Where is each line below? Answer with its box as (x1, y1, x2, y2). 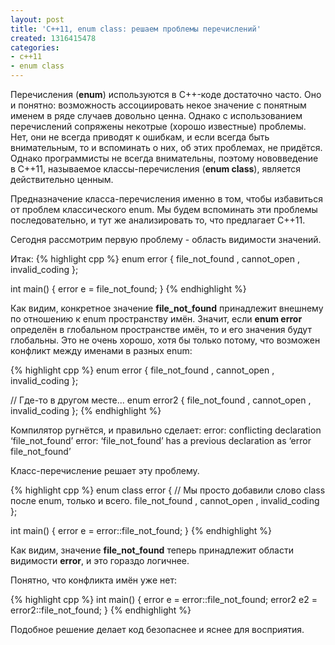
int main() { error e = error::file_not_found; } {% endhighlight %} (10, 525, 273, 536)
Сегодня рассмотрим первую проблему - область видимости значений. (10, 234, 322, 245)
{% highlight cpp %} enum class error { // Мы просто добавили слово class (10, 484, 326, 496)
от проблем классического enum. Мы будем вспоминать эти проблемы (10, 204, 318, 215)
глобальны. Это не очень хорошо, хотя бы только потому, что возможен (10, 334, 321, 346)
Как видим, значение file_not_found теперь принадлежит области (10, 544, 294, 556)
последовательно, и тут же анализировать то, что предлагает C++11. (10, 214, 306, 226)
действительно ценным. (10, 174, 114, 185)
